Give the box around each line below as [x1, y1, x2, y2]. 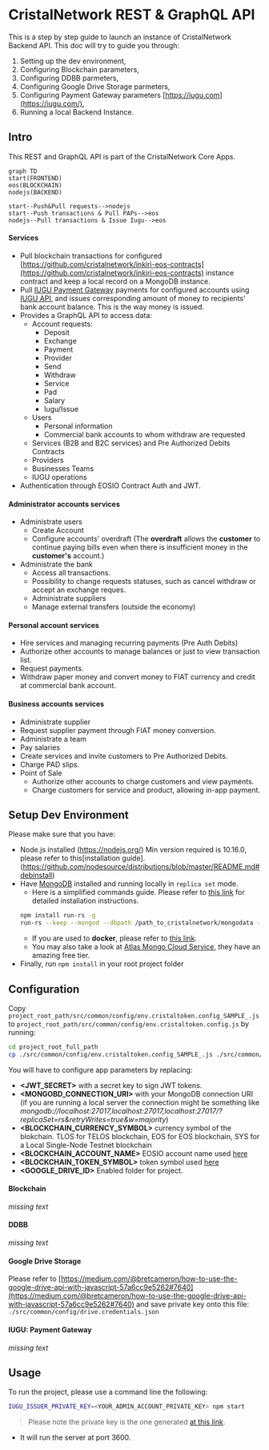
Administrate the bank [19, 559, 94, 570]
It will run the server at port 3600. [19, 1432, 131, 1443]
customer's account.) [31, 551, 105, 561]
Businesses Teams [31, 463, 94, 473]
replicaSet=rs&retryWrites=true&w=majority [19, 1114, 167, 1124]
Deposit [43, 327, 70, 337]
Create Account [31, 526, 84, 535]
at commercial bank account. [19, 681, 116, 691]
